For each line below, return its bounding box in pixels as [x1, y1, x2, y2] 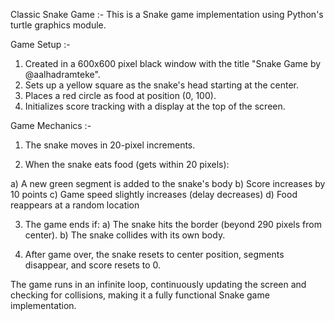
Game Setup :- [10, 39, 71, 50]
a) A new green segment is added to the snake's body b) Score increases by [10, 178, 326, 189]
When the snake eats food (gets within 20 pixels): [24, 159, 230, 170]
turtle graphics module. [10, 19, 107, 31]
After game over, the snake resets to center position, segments [24, 249, 285, 260]
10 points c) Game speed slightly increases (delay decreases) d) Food [10, 189, 298, 200]
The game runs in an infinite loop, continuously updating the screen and [10, 279, 307, 290]
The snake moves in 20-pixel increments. [24, 139, 196, 151]
